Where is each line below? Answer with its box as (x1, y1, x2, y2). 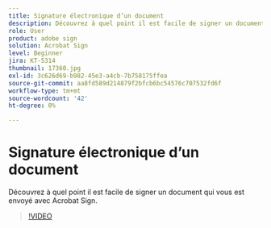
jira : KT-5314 (8, 57, 56, 65)
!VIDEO (27, 211, 52, 222)
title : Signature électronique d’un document (8, 11, 164, 20)
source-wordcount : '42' (8, 94, 89, 102)
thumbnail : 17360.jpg (8, 64, 81, 73)
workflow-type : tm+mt (8, 86, 81, 95)
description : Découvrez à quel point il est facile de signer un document (8, 19, 265, 27)
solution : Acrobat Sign (8, 42, 89, 50)
